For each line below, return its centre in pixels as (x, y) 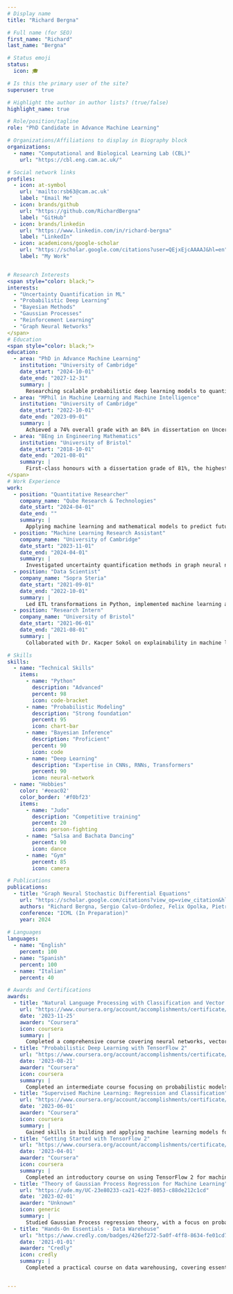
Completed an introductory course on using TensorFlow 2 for (116, 1177)
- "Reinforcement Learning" (54, 320)
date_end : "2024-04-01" (54, 553)
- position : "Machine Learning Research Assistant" (90, 533)
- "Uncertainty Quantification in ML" (70, 294)
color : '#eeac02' (45, 791)
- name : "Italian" (40, 971)
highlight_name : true (38, 109)
